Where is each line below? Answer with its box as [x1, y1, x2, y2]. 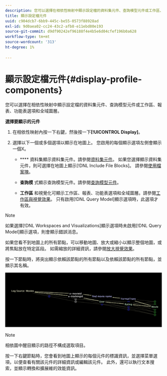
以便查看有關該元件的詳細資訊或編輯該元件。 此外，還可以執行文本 [13, 359, 150, 365]
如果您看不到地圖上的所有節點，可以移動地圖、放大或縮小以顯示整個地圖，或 [5, 239, 162, 245]
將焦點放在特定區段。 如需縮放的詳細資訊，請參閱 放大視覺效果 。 [5, 245, 137, 251]
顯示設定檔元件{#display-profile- [5, 74, 142, 85]
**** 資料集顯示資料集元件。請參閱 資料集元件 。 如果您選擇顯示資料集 [19, 156, 162, 162]
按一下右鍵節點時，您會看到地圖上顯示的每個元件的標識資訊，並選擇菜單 [5, 353, 153, 359]
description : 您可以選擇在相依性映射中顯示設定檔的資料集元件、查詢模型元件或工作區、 [5, 8, 164, 13]
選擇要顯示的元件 [5, 118, 40, 124]
